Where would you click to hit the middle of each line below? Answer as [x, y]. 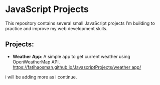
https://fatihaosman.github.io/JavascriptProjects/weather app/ [77, 67]
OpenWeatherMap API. [36, 62]
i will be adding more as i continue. [41, 77]
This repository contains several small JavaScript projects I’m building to [80, 23]
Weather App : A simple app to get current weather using [71, 56]
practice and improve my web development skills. [56, 28]
